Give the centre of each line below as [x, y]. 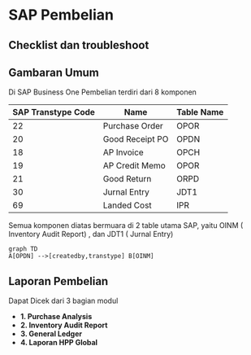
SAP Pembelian [61, 15]
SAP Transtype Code [54, 112]
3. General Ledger [51, 334]
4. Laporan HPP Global [59, 343]
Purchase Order [133, 126]
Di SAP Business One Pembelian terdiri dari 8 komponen [103, 92]
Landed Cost [127, 205]
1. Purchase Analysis [56, 317]
